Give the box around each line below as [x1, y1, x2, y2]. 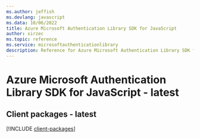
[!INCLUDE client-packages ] [6, 125, 76, 132]
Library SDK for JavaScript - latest [6, 86, 180, 99]
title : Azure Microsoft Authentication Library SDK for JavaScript [6, 25, 177, 32]
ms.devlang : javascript [6, 14, 65, 20]
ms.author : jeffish [6, 8, 55, 15]
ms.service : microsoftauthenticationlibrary [6, 42, 118, 48]
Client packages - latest [6, 109, 97, 120]
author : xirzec [6, 31, 44, 37]
